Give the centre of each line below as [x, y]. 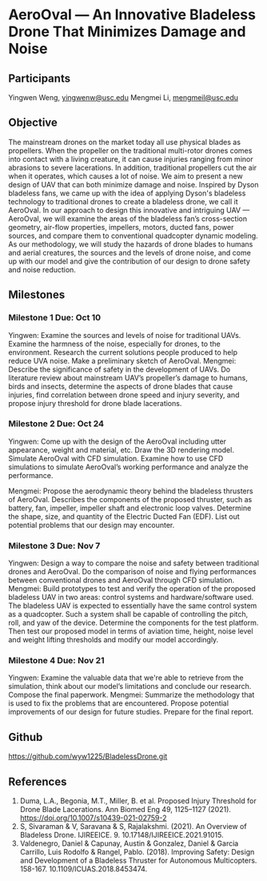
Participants [39, 78]
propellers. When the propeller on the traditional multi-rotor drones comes [130, 151]
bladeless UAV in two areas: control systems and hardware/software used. [131, 597]
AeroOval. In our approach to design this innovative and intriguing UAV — [129, 210]
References [38, 781]
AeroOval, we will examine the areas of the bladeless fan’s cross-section [128, 219]
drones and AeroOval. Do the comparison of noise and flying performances [133, 572]
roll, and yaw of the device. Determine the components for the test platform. [133, 623]
